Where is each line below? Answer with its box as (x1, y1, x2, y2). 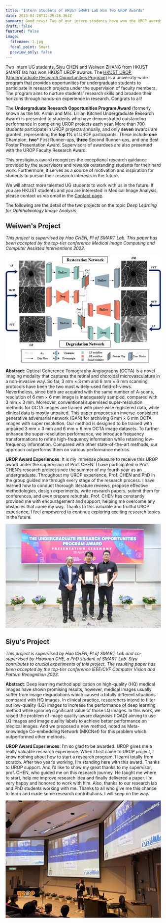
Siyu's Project (5, 637, 50, 646)
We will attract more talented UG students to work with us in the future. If (5, 182, 154, 188)
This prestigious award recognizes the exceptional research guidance (5, 156, 147, 163)
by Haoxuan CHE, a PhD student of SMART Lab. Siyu (29, 656, 137, 662)
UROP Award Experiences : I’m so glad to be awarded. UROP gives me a (5, 743, 152, 749)
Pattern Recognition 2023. (5, 672, 59, 678)
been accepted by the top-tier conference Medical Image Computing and (5, 240, 155, 246)
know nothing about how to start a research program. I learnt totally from (5, 754, 154, 760)
